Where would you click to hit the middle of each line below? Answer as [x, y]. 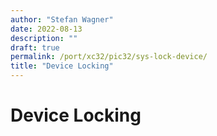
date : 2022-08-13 [46, 29]
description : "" [44, 38]
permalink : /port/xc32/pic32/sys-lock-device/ [109, 57]
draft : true [35, 47]
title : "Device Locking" [62, 66]
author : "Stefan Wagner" [62, 19]
